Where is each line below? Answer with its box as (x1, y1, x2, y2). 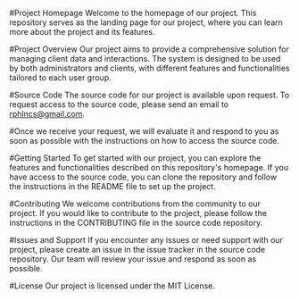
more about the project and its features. (9, 27, 155, 37)
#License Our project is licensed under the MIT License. (9, 280, 216, 291)
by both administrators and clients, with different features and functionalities (9, 62, 290, 73)
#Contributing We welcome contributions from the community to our (9, 198, 262, 209)
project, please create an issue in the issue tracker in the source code (9, 245, 266, 254)
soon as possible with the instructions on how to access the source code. (9, 136, 279, 146)
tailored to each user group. (9, 72, 112, 83)
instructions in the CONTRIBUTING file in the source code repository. (9, 218, 263, 228)
